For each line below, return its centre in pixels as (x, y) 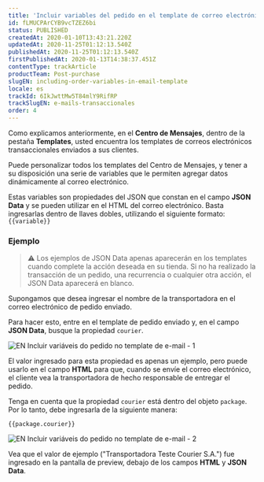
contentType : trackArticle (52, 67)
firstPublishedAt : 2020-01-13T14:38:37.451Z (82, 60)
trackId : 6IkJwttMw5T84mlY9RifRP (63, 96)
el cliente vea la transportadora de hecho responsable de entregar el (119, 378)
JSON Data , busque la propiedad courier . (76, 331)
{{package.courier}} (42, 425)
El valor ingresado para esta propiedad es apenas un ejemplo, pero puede (128, 361)
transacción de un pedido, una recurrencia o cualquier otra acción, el (139, 275)
